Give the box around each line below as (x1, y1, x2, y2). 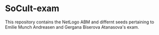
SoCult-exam (5, 3, 60, 14)
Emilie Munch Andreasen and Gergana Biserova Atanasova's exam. (5, 24, 139, 30)
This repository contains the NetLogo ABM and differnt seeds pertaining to (5, 19, 154, 25)
